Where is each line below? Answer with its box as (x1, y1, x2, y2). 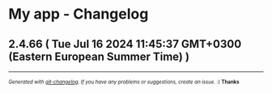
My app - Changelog (8, 5, 149, 23)
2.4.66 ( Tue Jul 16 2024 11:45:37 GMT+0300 (8, 37, 242, 51)
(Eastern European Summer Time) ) (8, 49, 190, 63)
